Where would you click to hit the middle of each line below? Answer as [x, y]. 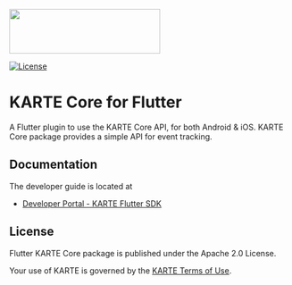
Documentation [54, 165]
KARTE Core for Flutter [96, 102]
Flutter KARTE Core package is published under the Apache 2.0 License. [143, 253]
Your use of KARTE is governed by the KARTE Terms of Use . [121, 270]
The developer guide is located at [71, 186]
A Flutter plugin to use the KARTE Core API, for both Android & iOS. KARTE [146, 127]
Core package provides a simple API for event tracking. [111, 136]
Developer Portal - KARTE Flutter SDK [92, 203]
